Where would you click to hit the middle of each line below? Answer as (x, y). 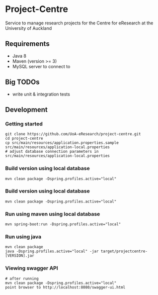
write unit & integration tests (41, 94)
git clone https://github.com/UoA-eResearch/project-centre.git (73, 134)
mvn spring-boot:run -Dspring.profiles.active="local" (63, 224)
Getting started (24, 124)
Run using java (23, 237)
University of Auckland (29, 28)
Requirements (27, 44)
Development (27, 110)
